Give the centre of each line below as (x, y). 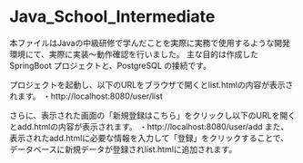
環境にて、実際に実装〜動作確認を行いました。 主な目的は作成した (134, 54)
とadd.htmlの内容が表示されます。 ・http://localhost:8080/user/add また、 (149, 126)
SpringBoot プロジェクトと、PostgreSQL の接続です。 (111, 65)
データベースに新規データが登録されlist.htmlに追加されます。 (123, 149)
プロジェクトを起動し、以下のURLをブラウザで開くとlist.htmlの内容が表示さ (151, 84)
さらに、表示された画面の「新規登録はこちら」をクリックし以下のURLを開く (152, 115)
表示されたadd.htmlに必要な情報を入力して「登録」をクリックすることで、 (149, 138)
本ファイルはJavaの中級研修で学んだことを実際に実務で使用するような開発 (150, 43)
